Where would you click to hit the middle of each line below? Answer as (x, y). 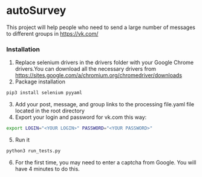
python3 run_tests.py (34, 151)
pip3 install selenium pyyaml (44, 93)
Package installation (40, 82)
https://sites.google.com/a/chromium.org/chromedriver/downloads (99, 76)
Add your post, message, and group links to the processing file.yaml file (105, 105)
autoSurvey (36, 11)
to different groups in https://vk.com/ (52, 33)
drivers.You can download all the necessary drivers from (85, 69)
